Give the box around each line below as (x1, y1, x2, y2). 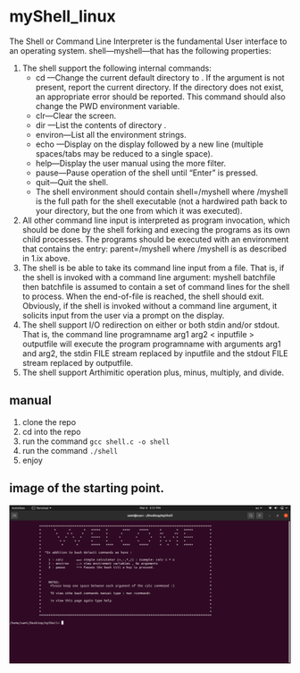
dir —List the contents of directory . (35, 119, 167, 131)
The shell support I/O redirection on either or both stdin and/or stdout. (21, 319, 280, 330)
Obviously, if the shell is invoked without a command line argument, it (21, 300, 278, 311)
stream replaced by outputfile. (21, 357, 134, 368)
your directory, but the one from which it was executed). (35, 205, 243, 216)
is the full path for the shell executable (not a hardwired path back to (35, 195, 287, 207)
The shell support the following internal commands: (21, 63, 212, 73)
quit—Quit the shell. (35, 176, 109, 187)
